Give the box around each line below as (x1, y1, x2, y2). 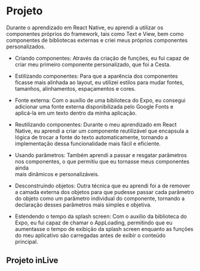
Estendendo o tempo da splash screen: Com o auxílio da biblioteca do (14, 213, 187, 220)
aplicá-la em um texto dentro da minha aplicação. (14, 109, 137, 116)
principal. (14, 238, 38, 245)
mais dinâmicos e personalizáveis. (14, 170, 100, 177)
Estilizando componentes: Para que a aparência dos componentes (14, 72, 178, 79)
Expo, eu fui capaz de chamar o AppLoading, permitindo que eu (14, 219, 173, 226)
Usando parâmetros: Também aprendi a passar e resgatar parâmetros (14, 151, 187, 159)
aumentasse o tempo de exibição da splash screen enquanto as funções (14, 225, 194, 232)
